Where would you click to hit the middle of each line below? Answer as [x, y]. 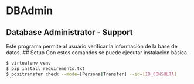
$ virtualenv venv [28, 63]
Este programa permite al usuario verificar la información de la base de [92, 46]
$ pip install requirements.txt [45, 68]
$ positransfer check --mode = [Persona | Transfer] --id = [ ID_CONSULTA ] [91, 74]
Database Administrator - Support [69, 32]
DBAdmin [30, 11]
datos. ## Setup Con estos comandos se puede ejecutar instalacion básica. [97, 52]
